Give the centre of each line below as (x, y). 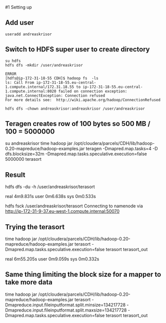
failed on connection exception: (93, 91)
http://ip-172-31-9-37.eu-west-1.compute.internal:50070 (62, 211)
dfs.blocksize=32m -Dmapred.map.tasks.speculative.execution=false (76, 154)
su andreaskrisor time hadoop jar (39, 143)
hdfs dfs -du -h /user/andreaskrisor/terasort (50, 187)
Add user (20, 23)
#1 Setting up (19, 7)
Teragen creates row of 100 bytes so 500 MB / (78, 124)
